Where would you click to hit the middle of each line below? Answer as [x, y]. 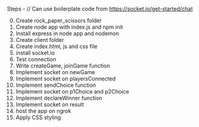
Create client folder [40, 40]
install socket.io [35, 53]
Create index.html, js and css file [56, 46]
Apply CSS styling [38, 117]
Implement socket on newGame [55, 72]
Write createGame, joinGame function [63, 66]
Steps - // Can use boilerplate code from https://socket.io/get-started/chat [100, 9]
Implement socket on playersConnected [66, 79]
